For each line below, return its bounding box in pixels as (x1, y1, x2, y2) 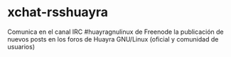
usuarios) (7, 42, 36, 51)
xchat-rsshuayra (7, 4, 109, 20)
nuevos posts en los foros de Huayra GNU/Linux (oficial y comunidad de (7, 34, 219, 43)
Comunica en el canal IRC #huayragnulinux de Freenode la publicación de (7, 27, 224, 36)
